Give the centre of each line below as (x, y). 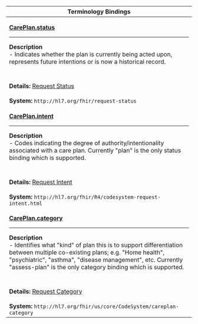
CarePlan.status (32, 27)
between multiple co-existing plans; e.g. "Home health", (87, 252)
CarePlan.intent (32, 116)
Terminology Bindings (99, 11)
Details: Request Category (46, 291)
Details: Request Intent (41, 182)
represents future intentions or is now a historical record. (88, 62)
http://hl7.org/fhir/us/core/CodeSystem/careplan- (106, 307)
